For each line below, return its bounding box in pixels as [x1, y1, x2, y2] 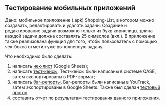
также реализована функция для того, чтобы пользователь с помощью [5, 38, 157, 44]
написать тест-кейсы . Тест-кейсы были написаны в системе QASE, [12, 68, 156, 74]
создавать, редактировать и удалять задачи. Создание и [5, 22, 127, 28]
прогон [12, 89, 28, 95]
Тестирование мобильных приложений [5, 4, 136, 12]
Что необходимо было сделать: [5, 53, 73, 59]
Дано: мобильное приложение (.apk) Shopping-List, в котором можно [5, 17, 155, 23]
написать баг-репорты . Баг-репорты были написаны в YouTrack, [12, 79, 151, 85]
